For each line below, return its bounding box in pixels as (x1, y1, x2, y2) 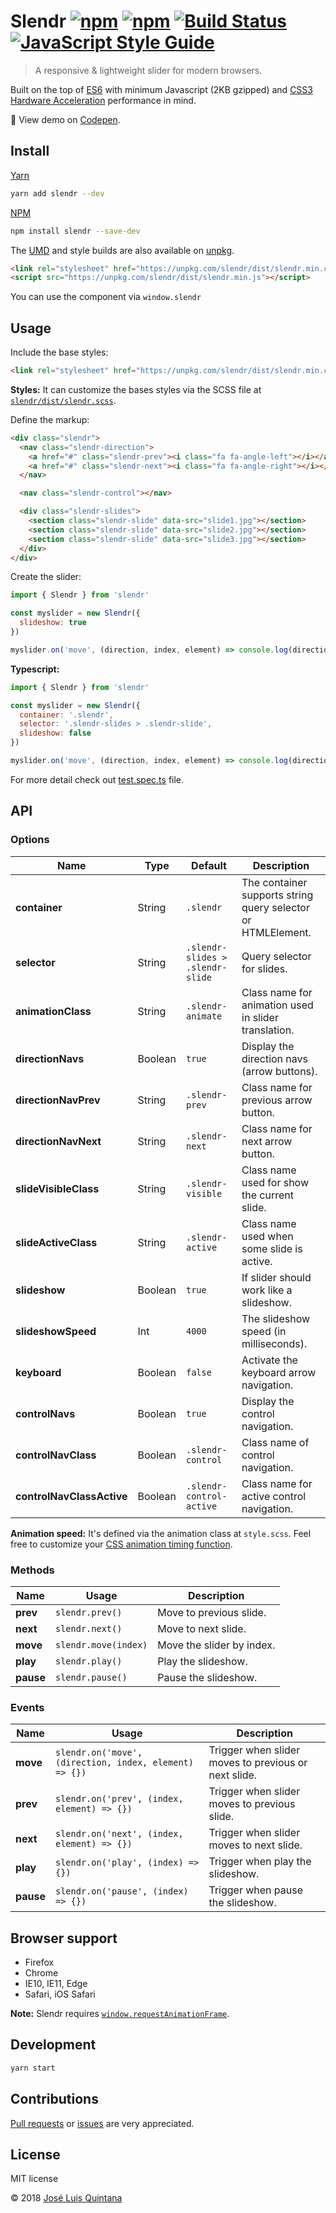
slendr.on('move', (54, 1747, 143, 1759)
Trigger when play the (208, 1855, 312, 1869)
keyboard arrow (241, 1365, 317, 1379)
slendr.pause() (54, 1671, 128, 1683)
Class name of (241, 1435, 310, 1449)
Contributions (10, 2091, 99, 2108)
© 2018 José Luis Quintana (10, 2192, 123, 2204)
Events (10, 1700, 45, 1714)
